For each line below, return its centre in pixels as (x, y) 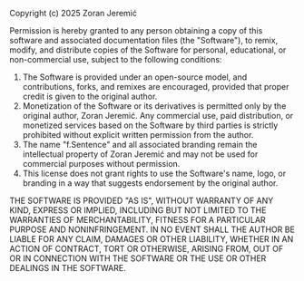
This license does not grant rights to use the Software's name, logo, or (154, 173)
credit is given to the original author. (90, 96)
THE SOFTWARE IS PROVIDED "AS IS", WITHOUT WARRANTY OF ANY (142, 200)
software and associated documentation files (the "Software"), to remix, (144, 40)
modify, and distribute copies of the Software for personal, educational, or (148, 50)
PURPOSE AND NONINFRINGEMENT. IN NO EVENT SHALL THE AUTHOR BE (152, 229)
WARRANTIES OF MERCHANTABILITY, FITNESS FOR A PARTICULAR (137, 220)
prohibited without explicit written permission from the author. (138, 135)
